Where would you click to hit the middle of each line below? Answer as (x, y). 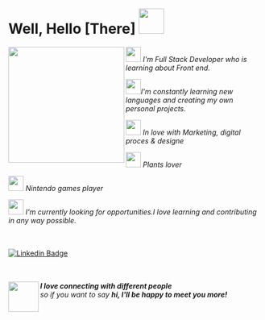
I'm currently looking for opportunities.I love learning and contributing (141, 212)
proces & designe (155, 140)
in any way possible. (42, 220)
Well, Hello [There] (72, 29)
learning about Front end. (168, 68)
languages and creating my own (180, 100)
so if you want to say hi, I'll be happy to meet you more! (134, 294)
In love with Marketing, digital (192, 132)
